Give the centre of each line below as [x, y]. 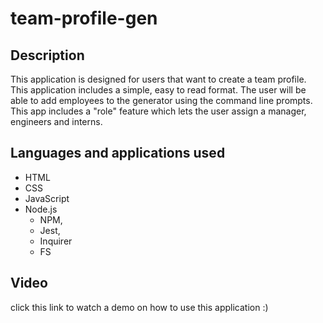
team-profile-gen [84, 18]
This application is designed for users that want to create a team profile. [158, 79]
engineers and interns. [56, 121]
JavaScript [47, 198]
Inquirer [56, 241]
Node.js [41, 209]
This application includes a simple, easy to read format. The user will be [158, 90]
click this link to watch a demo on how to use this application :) [139, 307]
